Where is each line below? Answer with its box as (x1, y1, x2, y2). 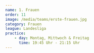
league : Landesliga (5, 26, 46, 31)
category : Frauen (5, 21, 42, 27)
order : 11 (5, 12, 26, 17)
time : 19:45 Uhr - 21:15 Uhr (18, 40, 80, 45)
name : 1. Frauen (5, 7, 39, 13)
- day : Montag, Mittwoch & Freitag (14, 36, 89, 41)
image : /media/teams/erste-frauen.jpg (5, 17, 87, 22)
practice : (5, 31, 26, 36)
